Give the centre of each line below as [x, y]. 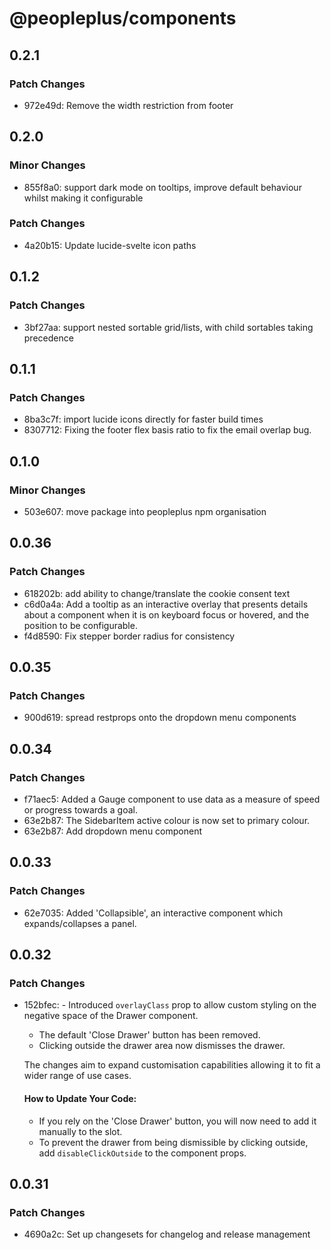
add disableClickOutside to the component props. [142, 1153]
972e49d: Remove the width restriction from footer [128, 105]
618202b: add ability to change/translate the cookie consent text [157, 593]
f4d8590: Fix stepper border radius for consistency [129, 636]
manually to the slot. [80, 1131]
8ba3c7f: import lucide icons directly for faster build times [143, 419]
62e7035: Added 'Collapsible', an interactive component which [153, 913]
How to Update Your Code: [80, 1098]
